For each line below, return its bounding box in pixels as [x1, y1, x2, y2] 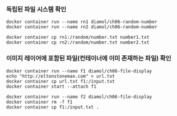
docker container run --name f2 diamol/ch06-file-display [6, 94, 152, 100]
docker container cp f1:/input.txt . [6, 104, 99, 110]
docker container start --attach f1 [6, 84, 96, 90]
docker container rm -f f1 [6, 99, 73, 105]
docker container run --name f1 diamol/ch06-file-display [6, 68, 152, 74]
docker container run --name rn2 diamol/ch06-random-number [6, 24, 158, 30]
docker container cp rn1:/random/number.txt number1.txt [6, 34, 150, 41]
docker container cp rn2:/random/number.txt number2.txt [6, 39, 150, 45]
